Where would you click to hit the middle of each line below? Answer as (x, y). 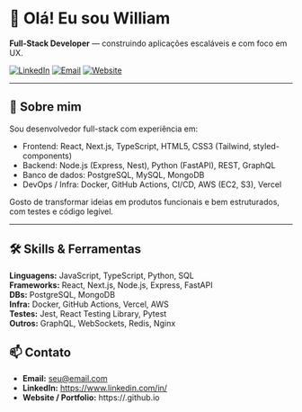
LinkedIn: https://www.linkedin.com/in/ (95, 388)
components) (47, 156)
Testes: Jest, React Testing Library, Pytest (88, 313)
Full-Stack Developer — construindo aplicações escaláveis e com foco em (148, 43)
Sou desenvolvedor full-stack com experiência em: (104, 129)
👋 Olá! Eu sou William (90, 18)
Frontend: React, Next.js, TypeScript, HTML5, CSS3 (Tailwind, (137, 146)
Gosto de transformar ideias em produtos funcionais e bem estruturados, (145, 202)
